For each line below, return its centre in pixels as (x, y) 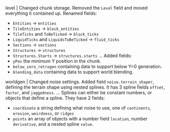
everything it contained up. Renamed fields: (51, 13)
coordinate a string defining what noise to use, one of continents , (82, 108)
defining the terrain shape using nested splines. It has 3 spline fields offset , (85, 87)
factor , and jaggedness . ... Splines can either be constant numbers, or (79, 93)
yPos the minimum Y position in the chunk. (57, 61)
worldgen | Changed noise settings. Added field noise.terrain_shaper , (80, 82)
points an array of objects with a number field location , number (80, 119)
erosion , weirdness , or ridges (43, 113)
